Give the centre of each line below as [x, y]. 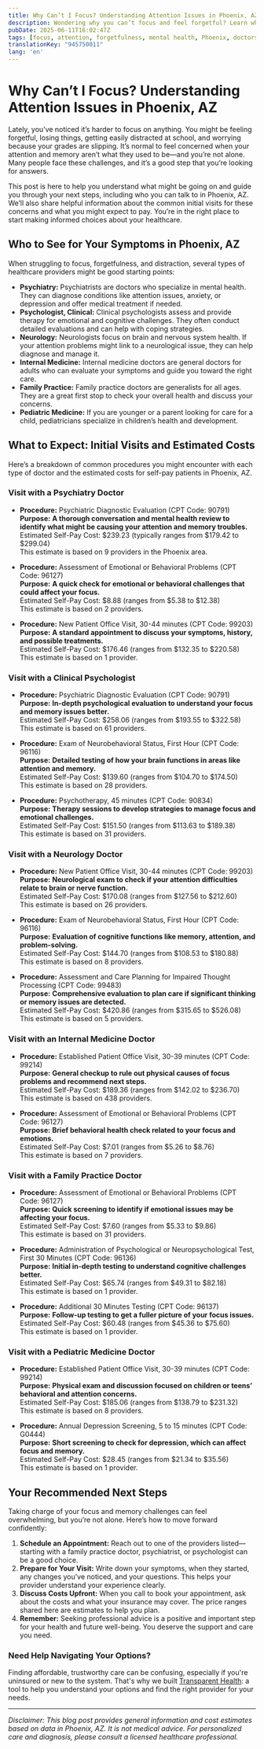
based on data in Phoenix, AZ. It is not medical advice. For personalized [125, 1729]
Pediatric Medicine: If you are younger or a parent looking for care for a [136, 412]
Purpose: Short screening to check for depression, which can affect [133, 1442]
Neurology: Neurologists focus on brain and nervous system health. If [133, 337]
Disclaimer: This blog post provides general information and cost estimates [130, 1720]
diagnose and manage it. [59, 354]
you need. [36, 1635]
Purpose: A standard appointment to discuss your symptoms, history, [136, 632]
